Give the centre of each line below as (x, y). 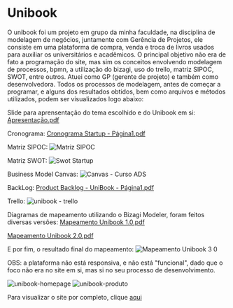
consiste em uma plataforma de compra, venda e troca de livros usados (111, 47)
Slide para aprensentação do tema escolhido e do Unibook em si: (101, 112)
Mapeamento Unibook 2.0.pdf (50, 235)
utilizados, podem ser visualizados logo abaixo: (76, 98)
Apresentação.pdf (33, 119)
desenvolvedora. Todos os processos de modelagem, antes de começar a (114, 84)
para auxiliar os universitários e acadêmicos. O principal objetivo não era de (116, 54)
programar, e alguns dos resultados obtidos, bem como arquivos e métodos (116, 91)
